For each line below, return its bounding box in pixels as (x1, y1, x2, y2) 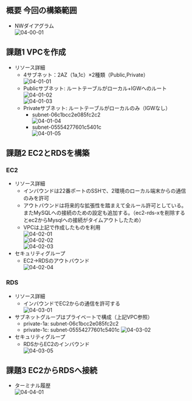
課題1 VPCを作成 (6, 47, 66, 57)
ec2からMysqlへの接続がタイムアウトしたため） (28, 217, 144, 224)
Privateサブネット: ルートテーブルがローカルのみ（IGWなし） (23, 104, 171, 111)
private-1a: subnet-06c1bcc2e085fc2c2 (23, 320, 119, 327)
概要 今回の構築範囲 (6, 5, 77, 16)
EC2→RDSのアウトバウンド (23, 257, 90, 265)
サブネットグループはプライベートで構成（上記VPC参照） (14, 313, 153, 320)
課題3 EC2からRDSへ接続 (6, 365, 97, 375)
